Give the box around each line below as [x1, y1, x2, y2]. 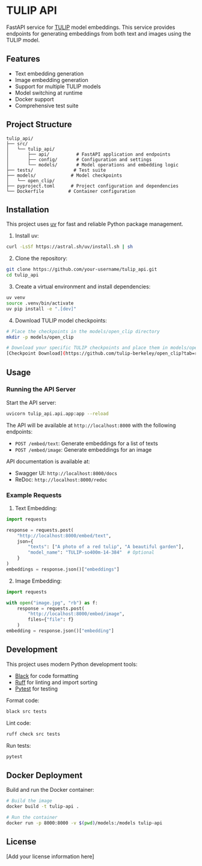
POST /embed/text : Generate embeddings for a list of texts [14, 440, 158, 447]
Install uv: [14, 232, 39, 239]
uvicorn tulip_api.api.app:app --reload [6, 411, 109, 417]
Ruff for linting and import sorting [14, 678, 98, 686]
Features [6, 54, 40, 64]
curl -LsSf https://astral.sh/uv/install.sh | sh [6, 244, 133, 250]
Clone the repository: [14, 254, 68, 262]
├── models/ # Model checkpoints [6, 172, 122, 179]
